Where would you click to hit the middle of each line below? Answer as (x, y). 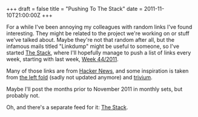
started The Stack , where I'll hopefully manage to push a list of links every (99, 53)
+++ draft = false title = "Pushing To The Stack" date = (74, 9)
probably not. (23, 95)
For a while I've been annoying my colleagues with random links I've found (99, 27)
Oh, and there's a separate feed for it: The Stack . (67, 107)
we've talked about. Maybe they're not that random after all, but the (90, 40)
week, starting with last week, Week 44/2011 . (63, 59)
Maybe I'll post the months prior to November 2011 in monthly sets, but (94, 89)
